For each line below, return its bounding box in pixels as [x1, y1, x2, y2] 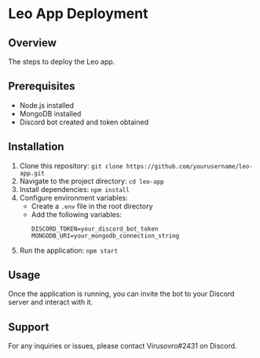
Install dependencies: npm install [19, 184, 130, 194]
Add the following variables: [31, 209, 122, 219]
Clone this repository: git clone [19, 161, 123, 170]
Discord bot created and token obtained [19, 117, 149, 127]
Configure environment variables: [19, 193, 128, 202]
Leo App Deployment [8, 5, 148, 23]
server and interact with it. [8, 297, 93, 307]
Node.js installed [19, 100, 75, 110]
